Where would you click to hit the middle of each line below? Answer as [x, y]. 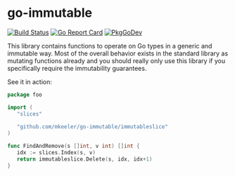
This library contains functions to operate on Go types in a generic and [110, 46]
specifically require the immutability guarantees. [77, 68]
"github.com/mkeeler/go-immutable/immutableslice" [93, 127]
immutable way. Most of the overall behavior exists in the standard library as [118, 53]
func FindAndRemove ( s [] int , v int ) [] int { [74, 146]
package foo [25, 95]
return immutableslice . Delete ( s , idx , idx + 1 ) [84, 159]
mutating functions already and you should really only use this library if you [116, 60]
